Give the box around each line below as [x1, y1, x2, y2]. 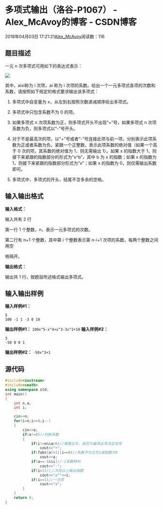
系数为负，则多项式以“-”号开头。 [12, 125, 78, 131]
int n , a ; [14, 401, 32, 406]
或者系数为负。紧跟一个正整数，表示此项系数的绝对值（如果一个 [25, 142, 153, 148]
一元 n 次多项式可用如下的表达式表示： [5, 63, 83, 68]
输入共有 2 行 [5, 216, 32, 222]
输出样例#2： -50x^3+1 [5, 349, 51, 355]
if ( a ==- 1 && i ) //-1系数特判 [31, 459, 81, 464]
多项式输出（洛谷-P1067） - [5, 4, 118, 16]
